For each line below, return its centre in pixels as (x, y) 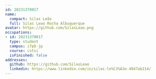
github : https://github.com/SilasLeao (50, 64)
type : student (24, 42)
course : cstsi (24, 51)
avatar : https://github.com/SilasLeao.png (49, 28)
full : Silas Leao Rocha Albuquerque (47, 23)
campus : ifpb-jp (26, 46)
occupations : (19, 32)
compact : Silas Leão (31, 19)
